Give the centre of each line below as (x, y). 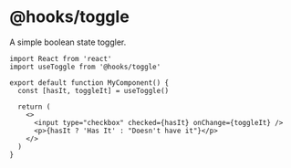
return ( (34, 107)
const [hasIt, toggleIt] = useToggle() (94, 90)
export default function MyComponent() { (89, 83)
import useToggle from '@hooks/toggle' (85, 67)
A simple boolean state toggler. (68, 42)
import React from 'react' (61, 58)
